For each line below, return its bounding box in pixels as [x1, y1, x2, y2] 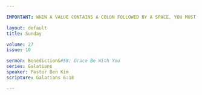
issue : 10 [6, 47, 31, 53]
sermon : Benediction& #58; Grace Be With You [6, 58, 120, 64]
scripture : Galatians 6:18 [6, 75, 74, 81]
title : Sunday [6, 31, 42, 37]
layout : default [6, 25, 47, 31]
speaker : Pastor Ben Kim [6, 69, 69, 75]
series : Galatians [6, 64, 53, 70]
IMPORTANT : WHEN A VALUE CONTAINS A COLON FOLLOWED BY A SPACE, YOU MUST [6, 14, 197, 20]
